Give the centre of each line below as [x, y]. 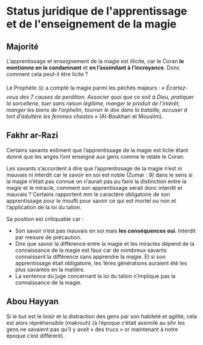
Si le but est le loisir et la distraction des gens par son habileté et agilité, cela [102, 316]
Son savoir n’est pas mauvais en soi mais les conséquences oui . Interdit [105, 231]
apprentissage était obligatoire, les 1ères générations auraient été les [101, 263]
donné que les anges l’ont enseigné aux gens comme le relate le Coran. [95, 156]
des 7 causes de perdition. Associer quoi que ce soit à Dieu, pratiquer [107, 97]
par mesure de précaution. [48, 237]
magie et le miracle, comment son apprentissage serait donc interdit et [95, 187]
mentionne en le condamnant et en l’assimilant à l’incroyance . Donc [93, 68]
